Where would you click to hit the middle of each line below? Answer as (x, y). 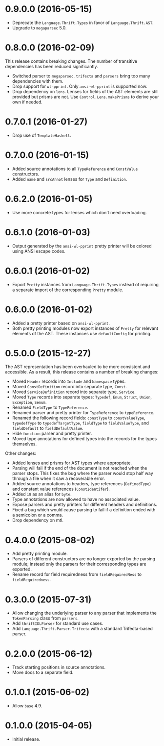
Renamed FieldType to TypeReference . (50, 407)
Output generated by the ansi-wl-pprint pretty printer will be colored (82, 246)
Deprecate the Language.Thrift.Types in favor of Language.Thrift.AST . (83, 23)
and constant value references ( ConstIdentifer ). (61, 489)
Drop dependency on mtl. (38, 520)
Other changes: (21, 453)
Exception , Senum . (30, 402)
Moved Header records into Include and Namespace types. (69, 381)
